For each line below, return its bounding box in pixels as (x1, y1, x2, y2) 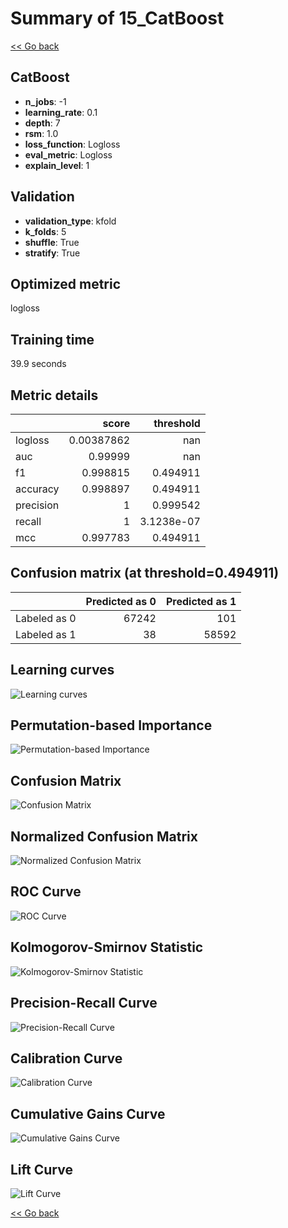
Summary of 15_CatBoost (10, 7, 225, 30)
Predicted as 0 (85, 594, 157, 608)
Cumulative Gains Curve (10, 1105, 166, 1122)
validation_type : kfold (24, 215, 117, 227)
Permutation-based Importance (10, 717, 213, 734)
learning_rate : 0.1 (24, 106, 98, 118)
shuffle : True (24, 236, 80, 248)
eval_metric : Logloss (24, 148, 113, 161)
